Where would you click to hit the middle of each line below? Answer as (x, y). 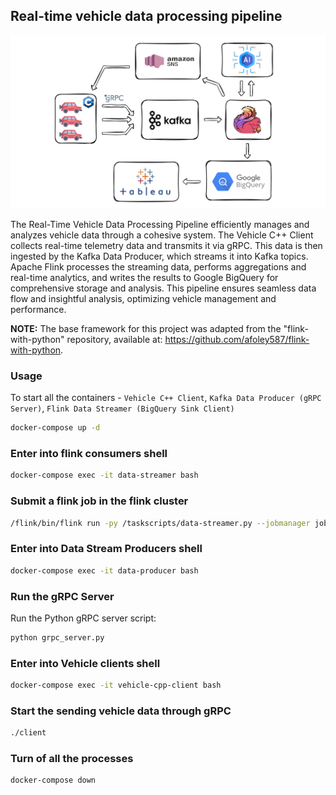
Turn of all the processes (72, 759)
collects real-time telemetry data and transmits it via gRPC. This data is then (166, 245)
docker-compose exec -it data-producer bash (104, 570)
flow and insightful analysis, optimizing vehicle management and (143, 298)
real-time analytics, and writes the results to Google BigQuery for (144, 277)
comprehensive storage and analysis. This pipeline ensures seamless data (163, 288)
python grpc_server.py (57, 637)
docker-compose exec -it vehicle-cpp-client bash (116, 685)
